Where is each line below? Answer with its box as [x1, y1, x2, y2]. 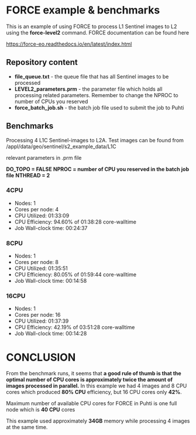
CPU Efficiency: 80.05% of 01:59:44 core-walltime [14, 271, 136, 278]
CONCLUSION [6, 351, 76, 364]
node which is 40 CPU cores [6, 406, 75, 413]
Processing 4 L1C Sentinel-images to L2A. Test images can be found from [6, 136, 184, 143]
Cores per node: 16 [14, 311, 61, 318]
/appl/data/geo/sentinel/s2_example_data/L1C [6, 143, 116, 150]
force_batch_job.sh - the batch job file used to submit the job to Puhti [14, 104, 184, 111]
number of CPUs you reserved [14, 98, 88, 105]
